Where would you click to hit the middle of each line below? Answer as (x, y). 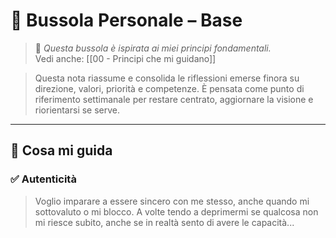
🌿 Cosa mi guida (61, 150)
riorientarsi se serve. (77, 110)
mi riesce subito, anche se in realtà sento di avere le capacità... (164, 222)
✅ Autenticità (43, 179)
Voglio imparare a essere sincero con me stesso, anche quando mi (172, 201)
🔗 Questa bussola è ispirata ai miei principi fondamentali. (153, 48)
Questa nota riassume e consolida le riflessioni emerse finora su (167, 78)
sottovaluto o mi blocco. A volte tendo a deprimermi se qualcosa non (176, 211)
